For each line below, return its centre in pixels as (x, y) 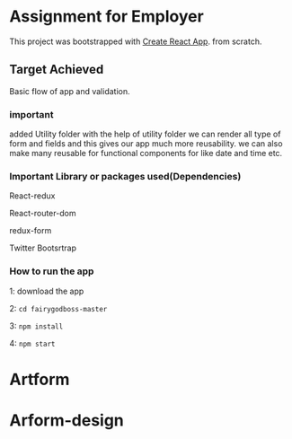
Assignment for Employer (106, 17)
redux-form (31, 231)
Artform (40, 379)
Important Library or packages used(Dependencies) (125, 176)
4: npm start (32, 343)
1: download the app (47, 291)
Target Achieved (57, 70)
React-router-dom (43, 214)
